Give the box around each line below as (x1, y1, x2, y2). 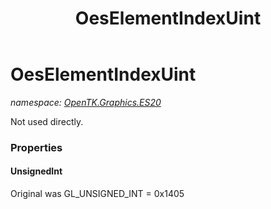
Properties (10, 140, 63, 154)
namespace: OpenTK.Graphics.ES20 (10, 96, 162, 108)
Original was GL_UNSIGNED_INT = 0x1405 (10, 188, 185, 200)
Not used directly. (10, 115, 84, 127)
